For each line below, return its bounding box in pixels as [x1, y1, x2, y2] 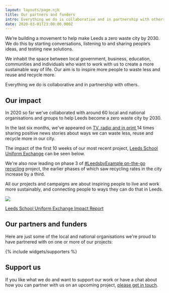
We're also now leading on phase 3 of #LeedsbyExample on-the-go [5, 160, 146, 166]
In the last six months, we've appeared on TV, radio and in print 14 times [5, 125, 154, 131]
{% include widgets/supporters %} [5, 248, 77, 255]
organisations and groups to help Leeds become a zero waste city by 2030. [5, 115, 162, 121]
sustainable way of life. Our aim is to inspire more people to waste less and [5, 67, 160, 73]
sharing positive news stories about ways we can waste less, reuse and [5, 130, 153, 136]
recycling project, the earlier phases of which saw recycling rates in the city [5, 166, 162, 172]
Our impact [5, 96, 41, 105]
